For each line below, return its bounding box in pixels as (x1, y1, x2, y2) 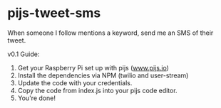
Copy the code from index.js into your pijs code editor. (17, 86, 178, 94)
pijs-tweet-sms (7, 5, 101, 21)
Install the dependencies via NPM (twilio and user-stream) (17, 71, 189, 80)
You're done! (17, 94, 56, 102)
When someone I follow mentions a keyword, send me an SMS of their (7, 28, 214, 37)
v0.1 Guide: (7, 50, 40, 58)
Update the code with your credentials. (17, 78, 133, 87)
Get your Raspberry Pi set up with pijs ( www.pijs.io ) (17, 63, 170, 72)
